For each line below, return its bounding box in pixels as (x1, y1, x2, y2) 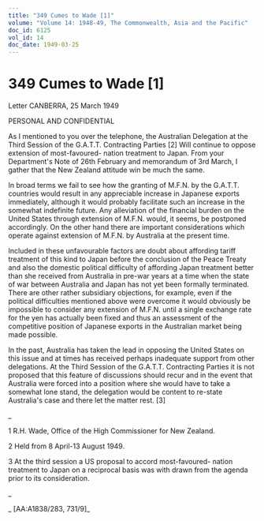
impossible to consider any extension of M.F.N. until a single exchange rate (8, 305, 252, 314)
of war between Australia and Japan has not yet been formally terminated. (8, 279, 250, 289)
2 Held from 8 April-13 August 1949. (8, 441, 125, 451)
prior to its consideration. (8, 474, 90, 483)
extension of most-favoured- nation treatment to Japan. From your (8, 148, 225, 158)
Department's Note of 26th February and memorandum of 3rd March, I (8, 157, 238, 167)
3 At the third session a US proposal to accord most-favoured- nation (8, 457, 233, 467)
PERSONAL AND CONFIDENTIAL (8, 116, 115, 126)
